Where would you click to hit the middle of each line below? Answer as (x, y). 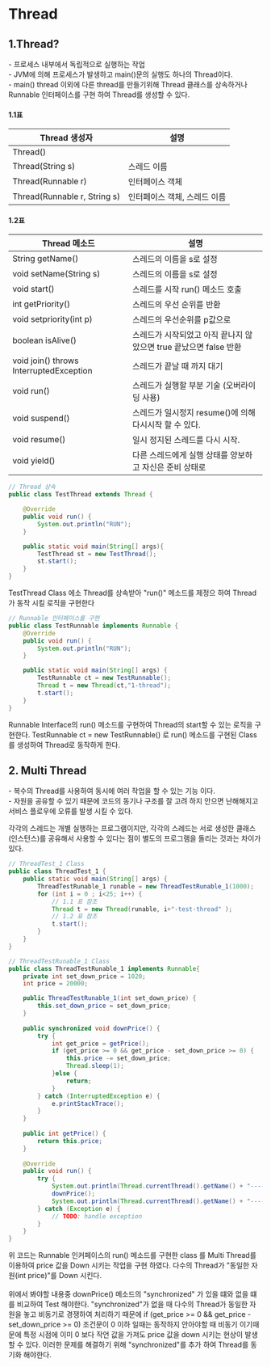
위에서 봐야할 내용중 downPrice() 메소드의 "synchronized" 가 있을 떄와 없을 (128, 1294)
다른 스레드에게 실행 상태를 (180, 455)
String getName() (46, 259)
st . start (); (58, 561)
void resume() (39, 440)
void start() (33, 289)
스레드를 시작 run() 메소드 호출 (187, 289)
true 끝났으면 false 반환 (199, 347)
